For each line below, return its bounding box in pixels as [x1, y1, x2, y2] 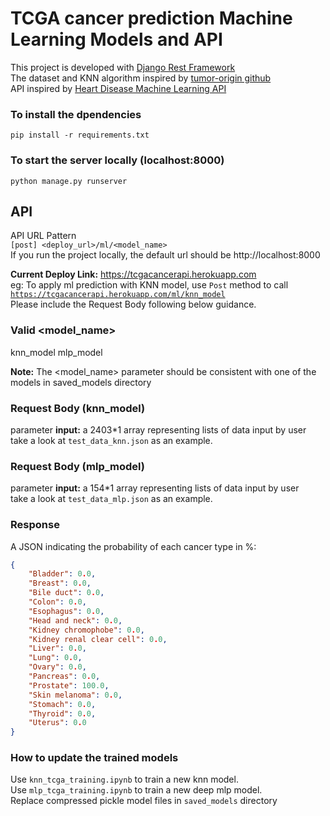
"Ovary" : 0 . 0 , [28, 662, 87, 672]
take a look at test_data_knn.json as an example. [10, 434, 213, 446]
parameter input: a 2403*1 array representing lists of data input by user [10, 423, 307, 436]
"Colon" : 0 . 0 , [28, 597, 87, 607]
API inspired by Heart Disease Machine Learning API [10, 82, 227, 94]
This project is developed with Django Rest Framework [10, 61, 236, 73]
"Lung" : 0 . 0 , [28, 653, 83, 663]
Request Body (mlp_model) [10, 459, 146, 473]
